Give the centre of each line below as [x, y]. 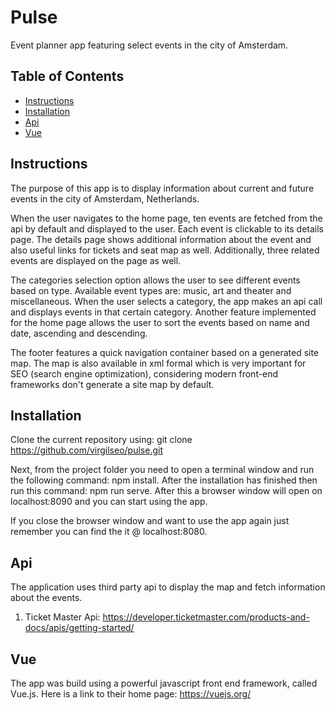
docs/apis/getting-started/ [79, 628]
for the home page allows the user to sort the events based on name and [160, 322]
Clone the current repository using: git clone [101, 440]
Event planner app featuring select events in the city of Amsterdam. [149, 45]
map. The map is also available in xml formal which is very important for [158, 363]
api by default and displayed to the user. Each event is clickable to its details [167, 228]
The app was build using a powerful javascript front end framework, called [164, 683]
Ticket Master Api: [62, 617]
